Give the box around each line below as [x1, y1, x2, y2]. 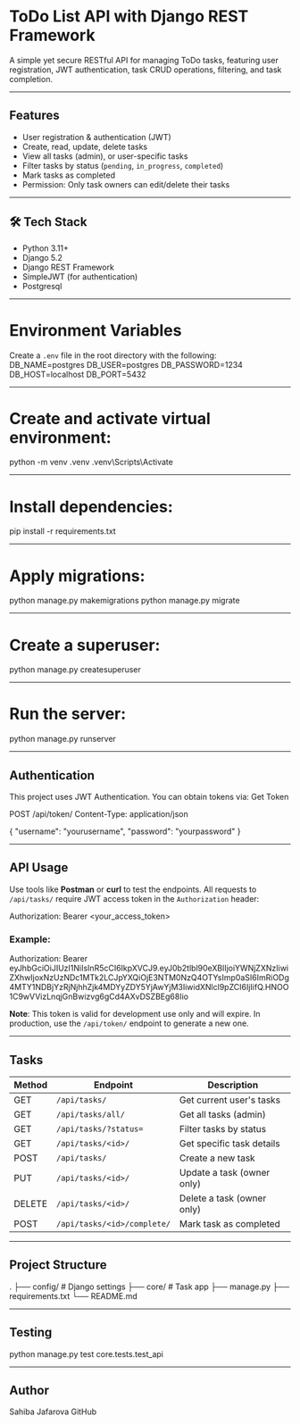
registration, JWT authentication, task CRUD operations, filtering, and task [9, 64, 282, 75]
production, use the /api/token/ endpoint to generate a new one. [9, 1018, 249, 1028]
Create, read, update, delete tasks [21, 141, 148, 152]
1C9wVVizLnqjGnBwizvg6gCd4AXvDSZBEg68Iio [9, 991, 189, 1002]
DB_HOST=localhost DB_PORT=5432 [9, 369, 146, 379]
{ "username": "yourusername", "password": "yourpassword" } [9, 826, 241, 837]
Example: [9, 933, 51, 945]
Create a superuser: [9, 635, 161, 655]
